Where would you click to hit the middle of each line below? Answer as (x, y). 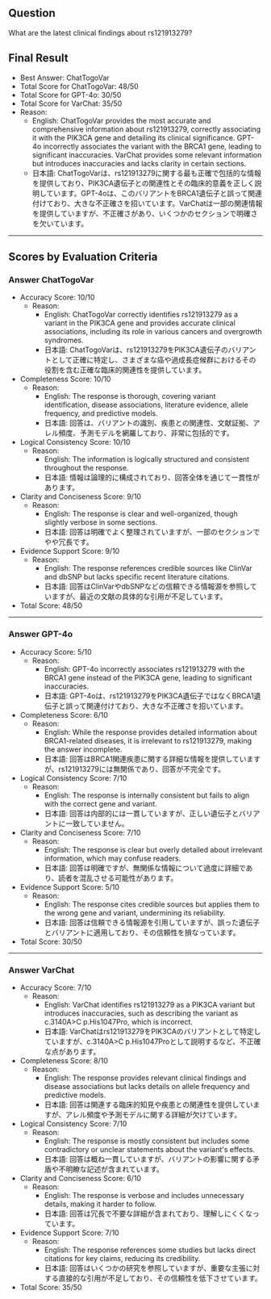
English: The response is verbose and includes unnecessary (144, 1195)
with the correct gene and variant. (100, 803)
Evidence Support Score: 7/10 (69, 1232)
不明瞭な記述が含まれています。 (111, 1169)
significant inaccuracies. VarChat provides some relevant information (147, 155)
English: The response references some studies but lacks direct (150, 1250)
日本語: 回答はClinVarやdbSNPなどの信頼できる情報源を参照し (147, 587)
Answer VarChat (42, 970)
